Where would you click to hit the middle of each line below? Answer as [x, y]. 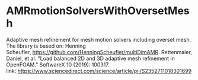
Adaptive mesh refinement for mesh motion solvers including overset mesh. [99, 39]
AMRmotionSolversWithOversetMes [98, 11]
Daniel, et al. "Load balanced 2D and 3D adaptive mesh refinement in [90, 58]
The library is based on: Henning [46, 46]
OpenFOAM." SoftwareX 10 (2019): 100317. [58, 64]
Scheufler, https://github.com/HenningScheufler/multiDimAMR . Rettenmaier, [99, 52]
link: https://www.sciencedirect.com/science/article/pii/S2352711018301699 [99, 71]
